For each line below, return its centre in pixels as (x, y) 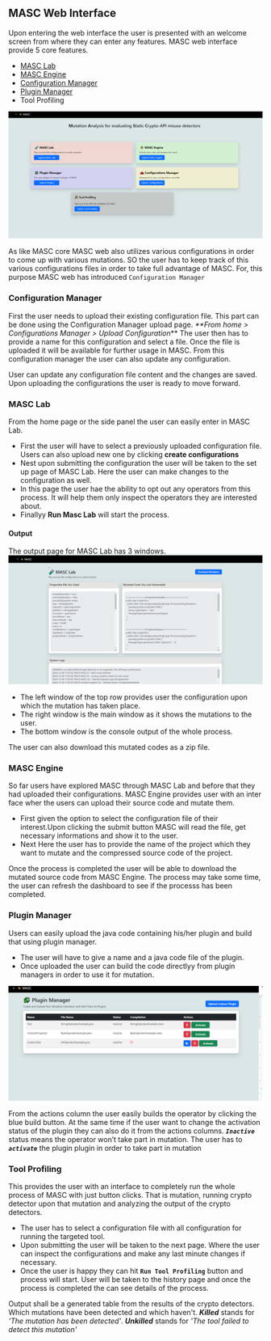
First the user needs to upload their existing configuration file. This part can (134, 315)
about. (31, 506)
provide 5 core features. (48, 50)
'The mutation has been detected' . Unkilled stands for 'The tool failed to (129, 1321)
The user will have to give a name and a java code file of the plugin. (132, 957)
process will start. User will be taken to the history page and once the (135, 1280)
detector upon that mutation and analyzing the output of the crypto (120, 1204)
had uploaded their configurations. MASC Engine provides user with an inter (135, 794)
